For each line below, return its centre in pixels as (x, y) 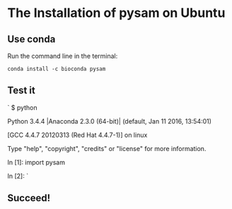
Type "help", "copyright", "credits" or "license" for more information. (107, 148)
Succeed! (29, 198)
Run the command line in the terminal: (63, 56)
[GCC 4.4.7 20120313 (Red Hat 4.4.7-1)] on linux (77, 135)
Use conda (31, 39)
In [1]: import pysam (36, 162)
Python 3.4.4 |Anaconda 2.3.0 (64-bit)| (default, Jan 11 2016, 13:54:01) (110, 121)
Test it (21, 91)
